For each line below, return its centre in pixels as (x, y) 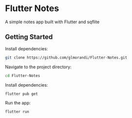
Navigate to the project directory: (38, 67)
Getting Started (29, 37)
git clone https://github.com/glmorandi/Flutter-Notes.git (66, 58)
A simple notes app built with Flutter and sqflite (52, 22)
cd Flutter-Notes (23, 75)
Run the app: (18, 103)
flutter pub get (21, 94)
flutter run (17, 112)
